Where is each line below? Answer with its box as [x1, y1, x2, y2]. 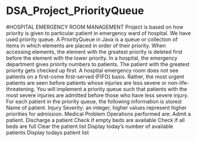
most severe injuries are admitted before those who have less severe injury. [6, 92, 189, 99]
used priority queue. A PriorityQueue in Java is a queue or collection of [6, 36, 178, 43]
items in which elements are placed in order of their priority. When [6, 42, 166, 49]
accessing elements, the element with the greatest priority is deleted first [6, 48, 183, 55]
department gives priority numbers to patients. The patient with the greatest [6, 60, 190, 68]
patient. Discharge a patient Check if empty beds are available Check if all [6, 116, 185, 123]
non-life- [168, 79, 189, 86]
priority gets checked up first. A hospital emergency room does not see [6, 67, 179, 74]
